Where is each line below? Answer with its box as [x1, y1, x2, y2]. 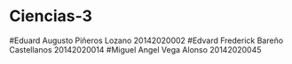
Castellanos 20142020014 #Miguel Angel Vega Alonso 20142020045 [9, 44, 262, 54]
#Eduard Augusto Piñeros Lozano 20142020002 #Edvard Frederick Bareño [9, 35, 284, 46]
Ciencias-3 [9, 6, 93, 26]
